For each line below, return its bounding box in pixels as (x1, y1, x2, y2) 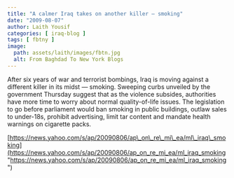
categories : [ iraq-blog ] (7, 29, 86, 37)
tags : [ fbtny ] (7, 36, 55, 43)
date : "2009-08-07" (7, 17, 64, 24)
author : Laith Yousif (7, 23, 71, 30)
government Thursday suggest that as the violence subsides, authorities (7, 90, 216, 98)
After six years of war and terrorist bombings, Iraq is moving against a (7, 75, 209, 83)
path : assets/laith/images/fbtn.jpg (13, 50, 121, 57)
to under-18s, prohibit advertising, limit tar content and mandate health (7, 112, 212, 121)
